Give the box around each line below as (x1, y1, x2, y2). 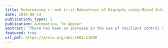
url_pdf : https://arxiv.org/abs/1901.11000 (5, 35, 97, 40)
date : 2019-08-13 (5, 12, 41, 17)
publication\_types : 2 (5, 16, 52, 21)
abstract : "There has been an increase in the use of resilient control (5, 26, 160, 31)
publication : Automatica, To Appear (5, 21, 81, 26)
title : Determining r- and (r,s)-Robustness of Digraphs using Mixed (5, 7, 153, 12)
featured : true (5, 30, 37, 35)
